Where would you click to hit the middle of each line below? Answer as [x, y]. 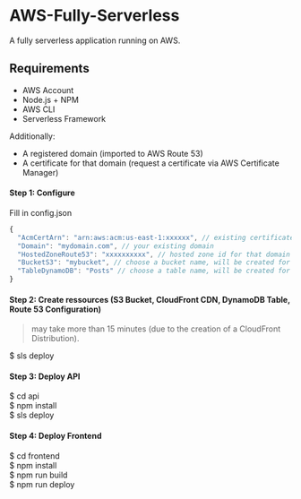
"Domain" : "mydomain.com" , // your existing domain [116, 246]
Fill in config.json [41, 212]
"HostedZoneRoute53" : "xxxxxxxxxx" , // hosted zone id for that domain [154, 254]
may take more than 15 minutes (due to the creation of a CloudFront [156, 329]
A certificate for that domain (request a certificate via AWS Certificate [150, 163]
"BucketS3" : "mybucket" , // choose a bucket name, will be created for [154, 262]
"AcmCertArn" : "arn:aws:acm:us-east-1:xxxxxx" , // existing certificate [156, 237]
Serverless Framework [64, 118]
